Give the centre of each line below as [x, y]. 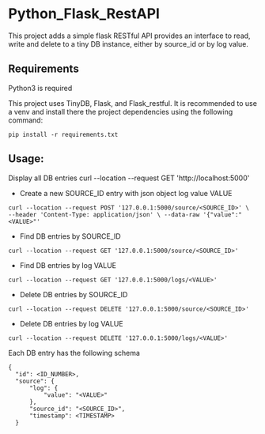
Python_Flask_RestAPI [84, 14]
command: [26, 120]
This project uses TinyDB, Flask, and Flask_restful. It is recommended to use [132, 103]
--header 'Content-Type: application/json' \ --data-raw [104, 214]
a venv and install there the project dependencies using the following [121, 111]
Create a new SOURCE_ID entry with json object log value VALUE [126, 193]
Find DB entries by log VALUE [68, 265]
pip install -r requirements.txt [63, 134]
